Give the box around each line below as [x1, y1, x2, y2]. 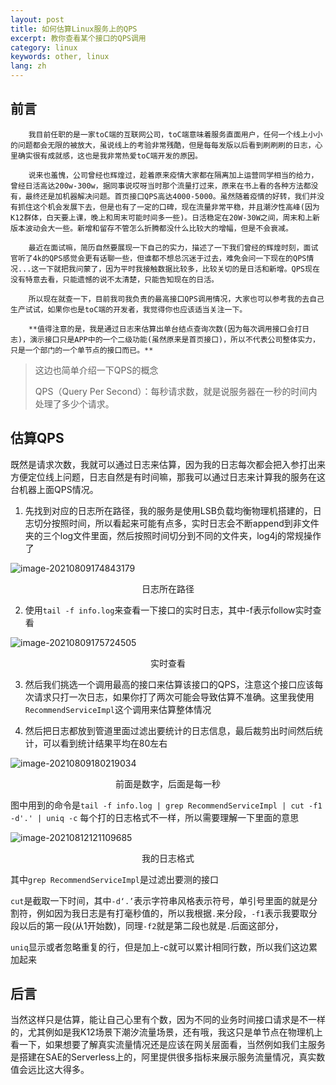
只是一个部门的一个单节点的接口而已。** [10, 345, 154, 355]
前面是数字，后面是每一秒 [115, 777, 221, 790]
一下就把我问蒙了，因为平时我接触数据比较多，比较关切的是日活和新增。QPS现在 [38, 264, 320, 274]
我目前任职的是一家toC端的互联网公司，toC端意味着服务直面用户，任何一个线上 [28, 129, 308, 140]
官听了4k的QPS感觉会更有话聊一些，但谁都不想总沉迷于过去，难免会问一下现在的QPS [10, 253, 307, 263]
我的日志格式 [141, 852, 195, 864]
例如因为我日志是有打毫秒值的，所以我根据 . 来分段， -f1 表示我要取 [36, 907, 309, 919]
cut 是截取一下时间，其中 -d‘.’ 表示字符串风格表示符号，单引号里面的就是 [10, 894, 310, 906]
